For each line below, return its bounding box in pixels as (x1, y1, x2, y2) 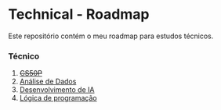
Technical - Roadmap (8, 5, 150, 23)
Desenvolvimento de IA (19, 85, 95, 94)
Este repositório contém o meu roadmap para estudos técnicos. (8, 31, 214, 41)
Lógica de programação (19, 94, 97, 103)
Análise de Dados (19, 76, 77, 87)
